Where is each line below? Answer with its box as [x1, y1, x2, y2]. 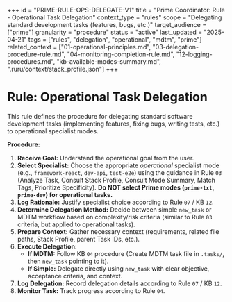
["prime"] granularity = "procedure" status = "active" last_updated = [7, 28, 203, 36]
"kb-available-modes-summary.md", [56, 58, 161, 65]
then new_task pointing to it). [27, 257, 109, 265]
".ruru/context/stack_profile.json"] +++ [7, 65, 118, 73]
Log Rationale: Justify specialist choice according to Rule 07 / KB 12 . [17, 198, 214, 206]
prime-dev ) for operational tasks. [17, 190, 113, 199]
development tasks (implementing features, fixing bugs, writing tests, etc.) [7, 119, 220, 128]
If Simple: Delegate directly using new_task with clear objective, [27, 264, 210, 273]
